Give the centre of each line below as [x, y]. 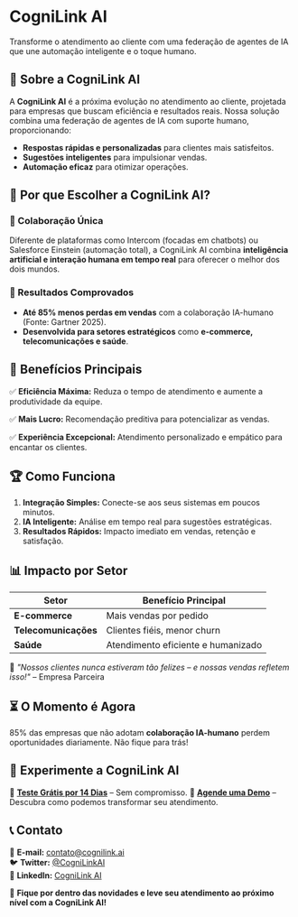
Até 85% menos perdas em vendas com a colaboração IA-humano [148, 312]
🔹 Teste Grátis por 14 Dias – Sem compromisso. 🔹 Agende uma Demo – [143, 792]
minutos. [39, 513]
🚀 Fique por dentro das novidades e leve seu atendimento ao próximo [142, 893]
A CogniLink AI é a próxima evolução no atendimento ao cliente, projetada [148, 101]
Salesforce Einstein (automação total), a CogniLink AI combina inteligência [149, 250]
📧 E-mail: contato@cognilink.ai [67, 852]
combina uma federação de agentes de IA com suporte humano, [130, 120]
